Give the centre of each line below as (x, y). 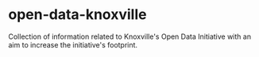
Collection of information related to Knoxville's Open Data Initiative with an (130, 36)
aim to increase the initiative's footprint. (73, 44)
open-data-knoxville (77, 15)
